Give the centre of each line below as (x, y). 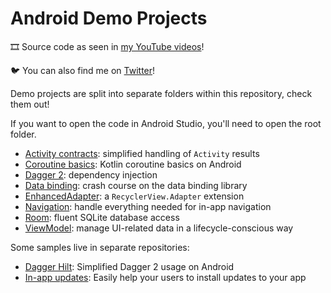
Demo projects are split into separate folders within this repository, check (161, 93)
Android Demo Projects (109, 18)
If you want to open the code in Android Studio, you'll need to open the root (166, 123)
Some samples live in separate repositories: (100, 247)
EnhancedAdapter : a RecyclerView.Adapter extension (134, 196)
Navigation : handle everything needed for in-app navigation (148, 206)
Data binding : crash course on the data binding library (136, 185)
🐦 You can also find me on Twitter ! (83, 70)
